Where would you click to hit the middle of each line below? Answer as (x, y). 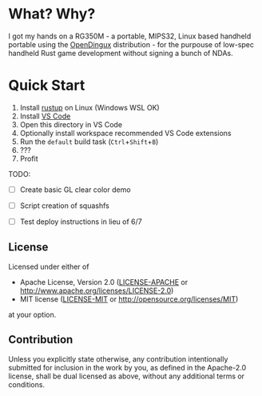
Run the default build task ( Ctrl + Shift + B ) (89, 142)
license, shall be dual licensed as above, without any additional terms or (127, 376)
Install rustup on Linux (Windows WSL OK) (89, 107)
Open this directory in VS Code (71, 124)
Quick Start (47, 86)
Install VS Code (45, 116)
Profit (29, 158)
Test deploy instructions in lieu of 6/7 (81, 222)
